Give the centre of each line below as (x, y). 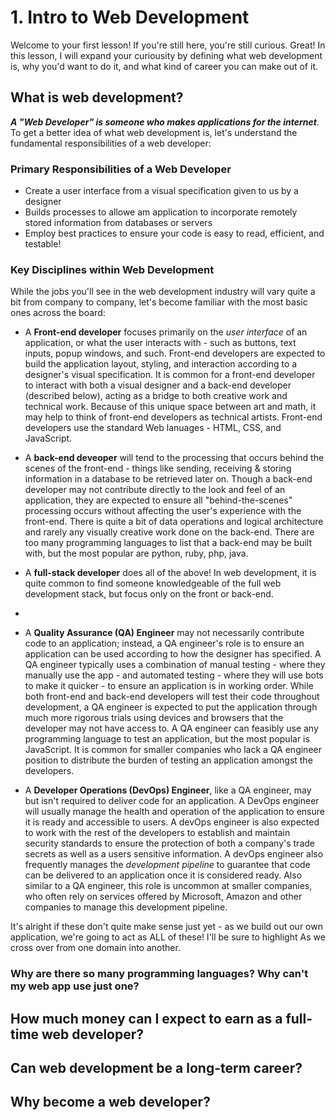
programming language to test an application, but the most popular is (167, 739)
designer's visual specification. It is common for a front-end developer (170, 375)
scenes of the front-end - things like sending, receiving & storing (158, 468)
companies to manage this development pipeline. (126, 907)
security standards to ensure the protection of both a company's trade (169, 843)
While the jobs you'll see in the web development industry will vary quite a (163, 292)
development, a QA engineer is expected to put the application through (171, 707)
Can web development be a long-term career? (156, 1068)
